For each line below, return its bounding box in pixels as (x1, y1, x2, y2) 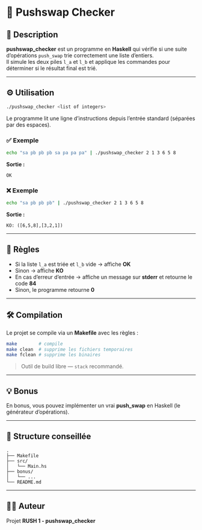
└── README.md (6, 479, 42, 485)
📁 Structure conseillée (6, 431, 91, 442)
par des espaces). (6, 121, 51, 128)
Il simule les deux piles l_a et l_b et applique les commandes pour (6, 58, 170, 65)
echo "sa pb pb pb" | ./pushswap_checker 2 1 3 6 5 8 (6, 200, 144, 206)
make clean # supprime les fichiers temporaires (6, 346, 133, 352)
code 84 (14, 280, 37, 287)
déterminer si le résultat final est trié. (6, 65, 97, 72)
